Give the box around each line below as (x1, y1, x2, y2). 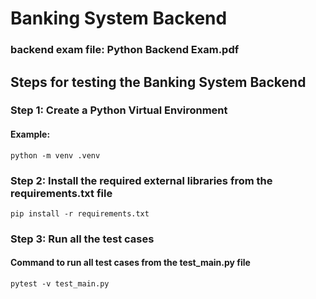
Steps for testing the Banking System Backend (10, 73, 307, 91)
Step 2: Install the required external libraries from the (10, 173, 273, 187)
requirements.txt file (10, 186, 113, 200)
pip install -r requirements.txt (10, 208, 150, 219)
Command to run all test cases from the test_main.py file (10, 257, 251, 269)
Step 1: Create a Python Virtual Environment (10, 103, 228, 117)
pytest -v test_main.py (10, 279, 110, 289)
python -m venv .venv (10, 150, 101, 161)
